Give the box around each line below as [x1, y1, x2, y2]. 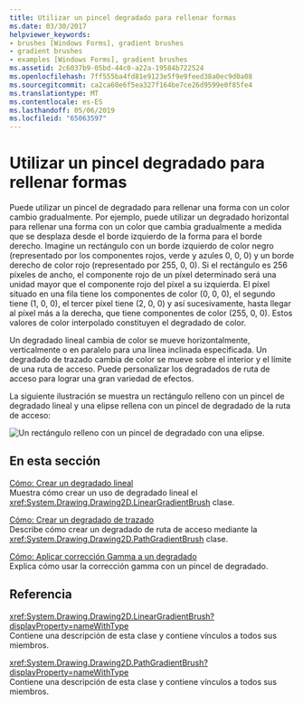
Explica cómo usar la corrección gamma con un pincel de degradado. [9, 560, 269, 571]
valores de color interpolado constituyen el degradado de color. [9, 317, 247, 328]
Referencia [9, 587, 72, 602]
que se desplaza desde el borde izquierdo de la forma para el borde [9, 231, 262, 242]
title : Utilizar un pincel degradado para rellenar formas [9, 13, 237, 23]
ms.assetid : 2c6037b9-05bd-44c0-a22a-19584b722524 [9, 64, 204, 73]
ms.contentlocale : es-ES [9, 97, 103, 107]
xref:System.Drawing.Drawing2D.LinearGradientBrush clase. [9, 496, 235, 507]
